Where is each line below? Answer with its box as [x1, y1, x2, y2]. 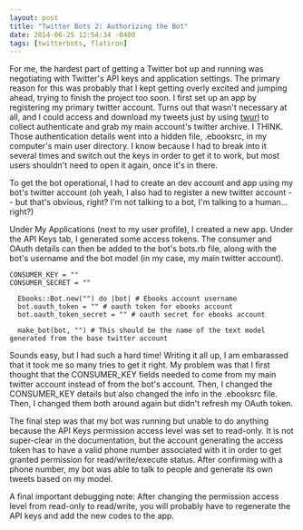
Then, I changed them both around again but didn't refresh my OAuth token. [9, 398, 293, 409]
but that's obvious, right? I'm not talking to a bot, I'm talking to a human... [15, 197, 288, 208]
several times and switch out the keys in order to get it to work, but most [9, 151, 279, 162]
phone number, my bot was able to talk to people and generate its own [9, 464, 274, 475]
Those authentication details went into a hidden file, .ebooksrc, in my [9, 131, 268, 142]
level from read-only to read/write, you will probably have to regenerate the [9, 501, 291, 512]
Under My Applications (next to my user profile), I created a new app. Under [9, 224, 294, 235]
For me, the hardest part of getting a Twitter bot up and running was [9, 64, 264, 74]
